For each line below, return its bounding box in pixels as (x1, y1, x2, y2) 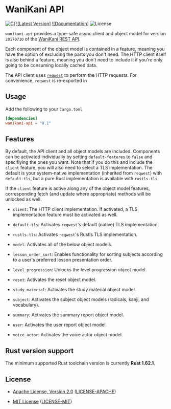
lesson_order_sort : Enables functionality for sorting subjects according (12, 251, 163, 257)
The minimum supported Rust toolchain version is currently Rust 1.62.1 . (5, 360, 155, 367)
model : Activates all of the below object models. (12, 242, 112, 248)
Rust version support (5, 347, 74, 355)
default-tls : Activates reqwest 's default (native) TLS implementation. (12, 222, 159, 228)
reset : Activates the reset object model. (12, 276, 96, 283)
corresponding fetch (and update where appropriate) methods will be (5, 191, 151, 197)
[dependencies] (5, 116, 38, 121)
